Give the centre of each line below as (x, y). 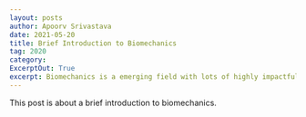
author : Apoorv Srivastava (61, 26)
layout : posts (36, 18)
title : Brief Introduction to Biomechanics (93, 43)
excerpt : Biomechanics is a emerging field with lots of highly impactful (154, 77)
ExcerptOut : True (42, 69)
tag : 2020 (28, 52)
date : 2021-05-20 (42, 34)
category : (28, 60)
